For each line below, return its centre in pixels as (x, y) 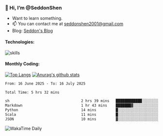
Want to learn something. (37, 18)
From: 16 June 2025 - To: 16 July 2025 (45, 84)
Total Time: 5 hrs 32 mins (32, 92)
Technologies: (20, 42)
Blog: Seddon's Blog (33, 31)
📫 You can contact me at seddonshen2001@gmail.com (68, 24)
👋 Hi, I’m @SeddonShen (33, 8)
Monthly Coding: (22, 64)
